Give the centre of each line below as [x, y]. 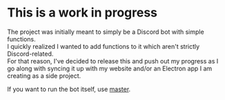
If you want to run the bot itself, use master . [69, 89]
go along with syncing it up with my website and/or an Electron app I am [110, 68]
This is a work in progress [82, 13]
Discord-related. [30, 54]
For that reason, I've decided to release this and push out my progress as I [113, 61]
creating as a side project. [44, 76]
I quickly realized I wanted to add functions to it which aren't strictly [104, 46]
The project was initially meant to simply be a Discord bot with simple [106, 32]
